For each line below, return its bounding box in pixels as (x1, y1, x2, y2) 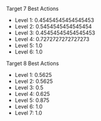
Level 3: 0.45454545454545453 (14, 29, 96, 36)
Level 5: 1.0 (14, 42, 43, 49)
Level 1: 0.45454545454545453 (14, 17, 94, 23)
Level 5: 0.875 (14, 97, 49, 104)
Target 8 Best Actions (6, 60, 59, 67)
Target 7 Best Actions (6, 5, 59, 12)
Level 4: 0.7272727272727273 (14, 36, 90, 42)
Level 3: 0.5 (14, 84, 43, 91)
